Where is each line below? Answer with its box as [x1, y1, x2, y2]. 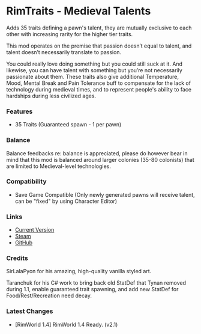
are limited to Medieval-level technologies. [6, 162, 111, 170]
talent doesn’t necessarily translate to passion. [6, 48, 122, 55]
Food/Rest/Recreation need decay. [6, 292, 92, 299]
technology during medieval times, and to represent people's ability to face [6, 85, 192, 93]
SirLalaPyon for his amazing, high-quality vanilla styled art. [6, 268, 152, 275]
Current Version [14, 226, 55, 233]
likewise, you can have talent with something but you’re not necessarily [6, 66, 183, 73]
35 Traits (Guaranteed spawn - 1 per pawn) [14, 121, 122, 128]
